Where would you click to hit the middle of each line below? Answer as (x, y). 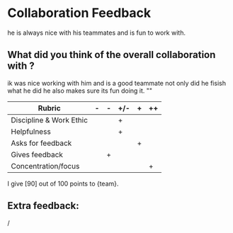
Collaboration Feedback (79, 13)
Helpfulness (31, 131)
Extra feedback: (43, 206)
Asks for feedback (41, 143)
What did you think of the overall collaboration (112, 55)
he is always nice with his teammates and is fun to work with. (97, 33)
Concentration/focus (45, 166)
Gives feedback (37, 154)
